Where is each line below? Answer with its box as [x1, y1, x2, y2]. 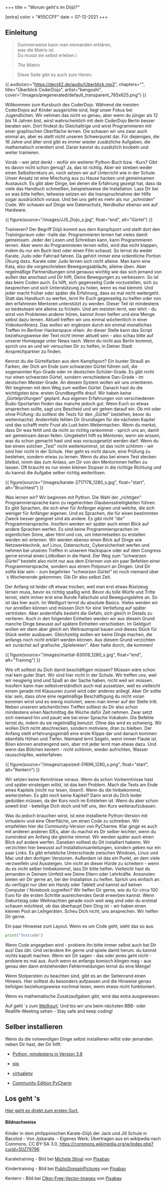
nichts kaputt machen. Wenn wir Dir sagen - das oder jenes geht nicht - [5, 952, 152, 959]
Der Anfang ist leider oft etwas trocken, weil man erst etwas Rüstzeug [5, 583, 148, 589]
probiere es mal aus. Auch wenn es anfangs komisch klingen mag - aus [5, 958, 152, 964]
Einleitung [5, 28, 37, 37]
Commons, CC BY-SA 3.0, [5, 1141, 59, 1147]
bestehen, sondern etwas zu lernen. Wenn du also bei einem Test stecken [5, 453, 157, 459]
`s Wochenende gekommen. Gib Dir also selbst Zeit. [5, 574, 111, 580]
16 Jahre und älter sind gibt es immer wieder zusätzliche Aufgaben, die [5, 138, 151, 144]
